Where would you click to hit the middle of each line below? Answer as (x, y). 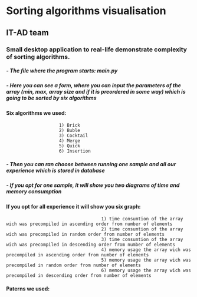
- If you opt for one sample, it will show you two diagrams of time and (93, 185)
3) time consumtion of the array (142, 240)
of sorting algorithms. (38, 57)
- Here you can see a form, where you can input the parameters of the (93, 85)
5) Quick (70, 146)
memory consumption (34, 192)
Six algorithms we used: (36, 113)
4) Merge (70, 141)
